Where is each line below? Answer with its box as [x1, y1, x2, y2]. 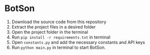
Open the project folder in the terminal [11, 29, 88, 35]
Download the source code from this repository [11, 19, 106, 25]
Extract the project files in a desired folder [11, 24, 96, 29]
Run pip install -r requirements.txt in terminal [11, 34, 111, 40]
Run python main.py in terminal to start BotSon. [11, 44, 106, 50]
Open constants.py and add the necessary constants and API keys [11, 39, 145, 45]
